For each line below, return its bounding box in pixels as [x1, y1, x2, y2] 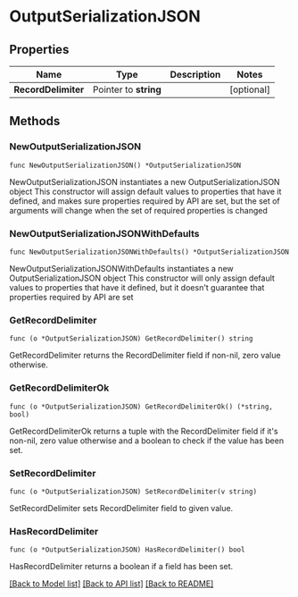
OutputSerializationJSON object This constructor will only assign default [9, 273, 275, 283]
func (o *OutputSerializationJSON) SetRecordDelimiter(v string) [9, 487, 257, 496]
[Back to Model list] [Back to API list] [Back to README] [9, 578, 214, 589]
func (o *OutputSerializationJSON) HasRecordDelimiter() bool [9, 545, 245, 555]
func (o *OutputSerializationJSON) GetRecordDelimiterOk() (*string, [9, 402, 274, 411]
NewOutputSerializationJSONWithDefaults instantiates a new [9, 263, 234, 273]
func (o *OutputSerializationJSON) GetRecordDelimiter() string [9, 334, 253, 343]
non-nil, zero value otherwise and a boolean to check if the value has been [9, 435, 284, 446]
